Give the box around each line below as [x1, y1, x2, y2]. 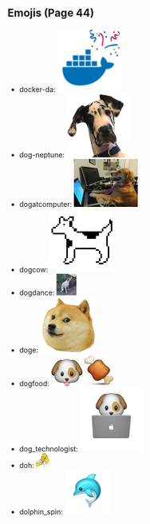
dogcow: [18, 264, 49, 274]
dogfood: [18, 379, 49, 388]
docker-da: [18, 84, 56, 94]
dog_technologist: [18, 443, 79, 454]
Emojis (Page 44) [7, 6, 95, 20]
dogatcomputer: [18, 199, 73, 208]
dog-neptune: [18, 149, 65, 159]
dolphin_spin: [18, 506, 63, 516]
